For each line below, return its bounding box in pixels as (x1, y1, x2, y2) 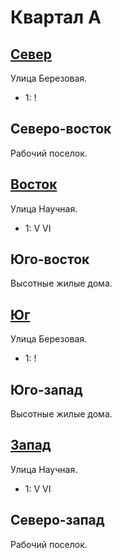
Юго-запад (10, 381, 83, 398)
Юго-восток (10, 251, 90, 268)
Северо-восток (10, 121, 112, 138)
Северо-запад (10, 512, 105, 529)
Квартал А (10, 6, 102, 29)
